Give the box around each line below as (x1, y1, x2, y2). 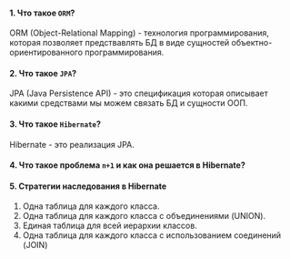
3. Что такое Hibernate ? (9, 119, 102, 129)
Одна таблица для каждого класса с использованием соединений (22, 230, 282, 241)
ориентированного (9, 47, 84, 58)
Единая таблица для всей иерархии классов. (22, 220, 197, 232)
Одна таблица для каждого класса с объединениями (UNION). (22, 211, 266, 222)
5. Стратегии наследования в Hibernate (9, 181, 167, 192)
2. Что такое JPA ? (9, 67, 77, 78)
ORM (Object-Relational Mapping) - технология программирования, (9, 27, 270, 38)
